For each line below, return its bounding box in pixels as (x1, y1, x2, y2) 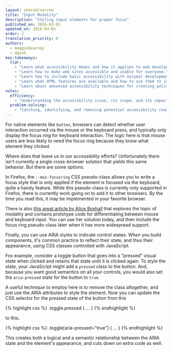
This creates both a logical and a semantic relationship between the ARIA (5, 335, 160, 341)
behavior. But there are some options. (5, 164, 84, 170)
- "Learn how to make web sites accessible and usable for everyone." (14, 70, 168, 75)
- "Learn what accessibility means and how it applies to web (14, 64, 150, 70)
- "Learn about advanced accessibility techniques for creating (14, 83, 155, 89)
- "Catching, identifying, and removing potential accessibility (14, 107, 157, 113)
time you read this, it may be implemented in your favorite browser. (5, 195, 146, 202)
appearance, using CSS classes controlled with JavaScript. (5, 243, 130, 249)
